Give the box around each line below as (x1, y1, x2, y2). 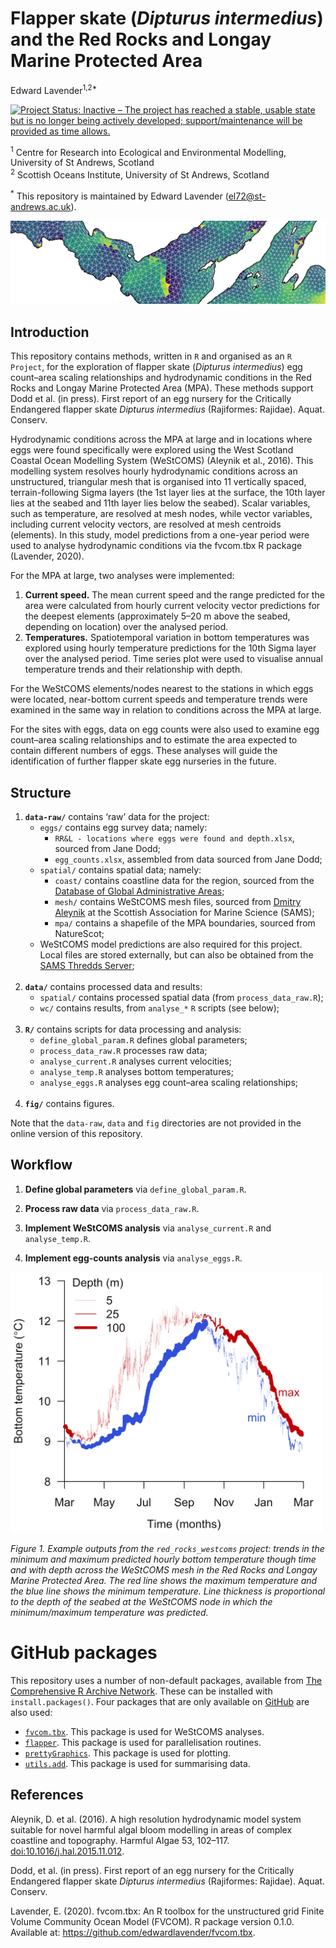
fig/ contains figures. (24, 1098, 115, 1110)
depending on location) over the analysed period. (24, 621, 229, 633)
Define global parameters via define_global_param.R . (24, 1183, 247, 1195)
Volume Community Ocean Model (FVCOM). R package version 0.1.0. (10, 1915, 295, 1927)
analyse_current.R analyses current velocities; (39, 1055, 232, 1067)
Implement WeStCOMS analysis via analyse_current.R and (24, 1222, 272, 1234)
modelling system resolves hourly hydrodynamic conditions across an (10, 465, 298, 477)
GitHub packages (10, 1642, 158, 1664)
